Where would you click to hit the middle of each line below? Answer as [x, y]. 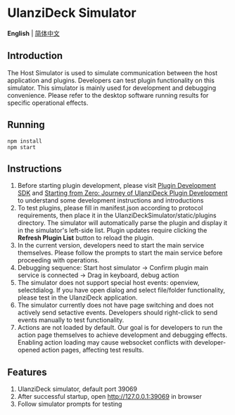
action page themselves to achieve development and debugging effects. [122, 335]
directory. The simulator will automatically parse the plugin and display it [122, 223]
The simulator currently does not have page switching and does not [115, 305]
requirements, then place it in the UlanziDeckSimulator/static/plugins [117, 215]
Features [27, 372]
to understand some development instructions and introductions [110, 200]
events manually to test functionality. [71, 320]
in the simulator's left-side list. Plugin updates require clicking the [112, 231]
